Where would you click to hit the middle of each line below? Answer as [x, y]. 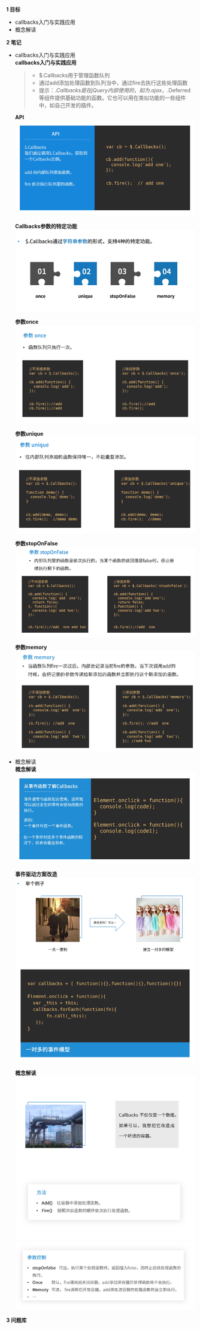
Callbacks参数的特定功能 [46, 226]
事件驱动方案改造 [36, 874]
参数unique [29, 433]
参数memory [31, 647]
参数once [27, 322]
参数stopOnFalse [36, 543]
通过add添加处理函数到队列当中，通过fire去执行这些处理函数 [113, 83]
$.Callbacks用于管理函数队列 [74, 75]
